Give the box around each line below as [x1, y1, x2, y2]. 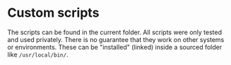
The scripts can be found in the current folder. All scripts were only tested [7, 28, 223, 36]
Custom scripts [7, 5, 100, 21]
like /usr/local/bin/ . [7, 50, 69, 59]
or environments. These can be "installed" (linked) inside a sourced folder [7, 43, 223, 51]
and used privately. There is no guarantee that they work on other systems [7, 35, 225, 43]
